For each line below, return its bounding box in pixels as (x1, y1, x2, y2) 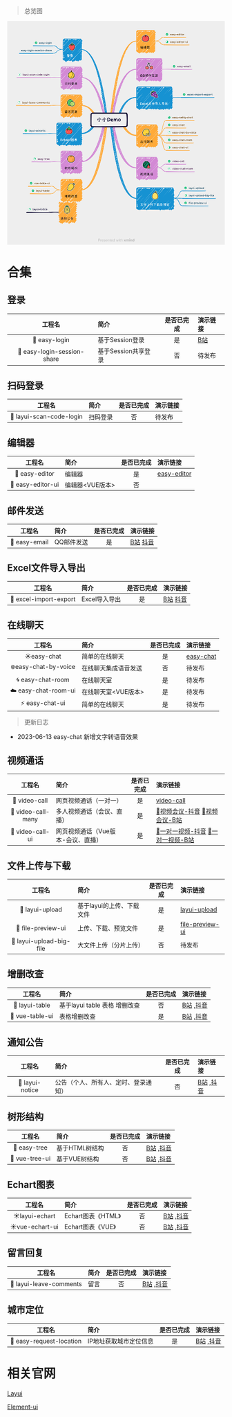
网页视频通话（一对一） (55, 796, 123, 805)
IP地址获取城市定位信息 (87, 1337, 154, 1346)
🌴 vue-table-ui (10, 1012, 54, 1020)
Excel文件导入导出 (7, 562, 86, 573)
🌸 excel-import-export (10, 595, 76, 603)
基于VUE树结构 (56, 1155, 99, 1163)
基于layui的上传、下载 (77, 901, 139, 909)
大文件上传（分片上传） (77, 941, 144, 950)
